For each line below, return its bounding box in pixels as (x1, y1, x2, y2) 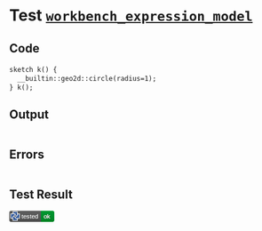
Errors (9, 147, 44, 163)
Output (9, 108, 49, 123)
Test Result (9, 187, 73, 203)
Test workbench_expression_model (9, 5, 253, 26)
